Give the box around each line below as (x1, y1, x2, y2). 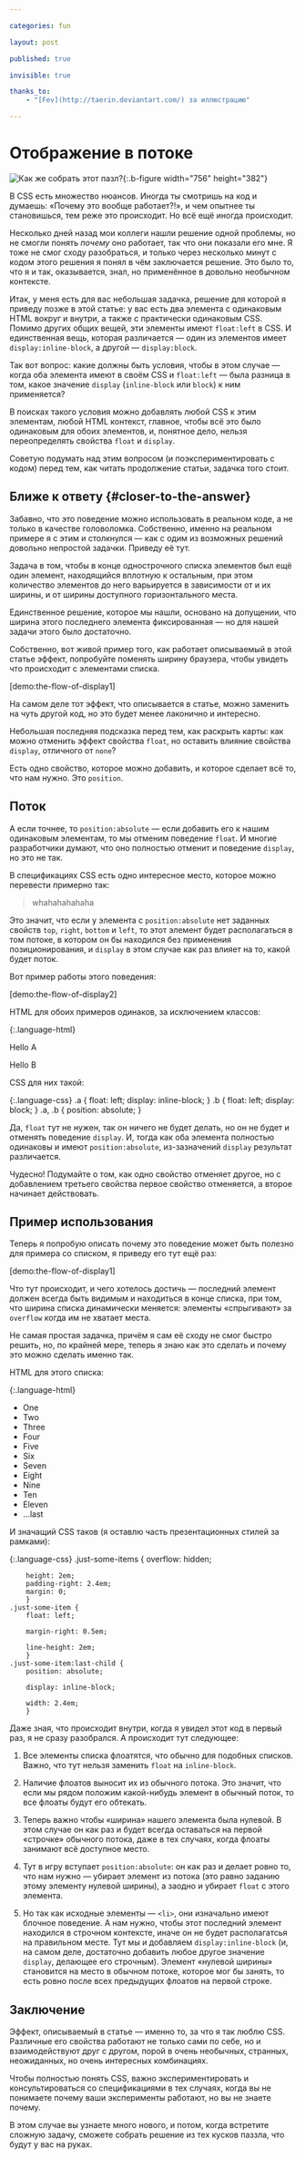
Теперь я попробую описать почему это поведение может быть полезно (9, 1238, 294, 1249)
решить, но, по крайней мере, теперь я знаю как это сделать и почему (9, 1340, 287, 1351)
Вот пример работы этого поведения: (9, 971, 157, 982)
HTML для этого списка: (9, 1367, 105, 1378)
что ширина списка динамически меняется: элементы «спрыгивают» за (9, 1303, 292, 1314)
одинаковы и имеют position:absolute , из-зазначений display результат (9, 1141, 293, 1152)
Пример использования (9, 1213, 154, 1230)
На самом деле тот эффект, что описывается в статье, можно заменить (9, 698, 290, 709)
